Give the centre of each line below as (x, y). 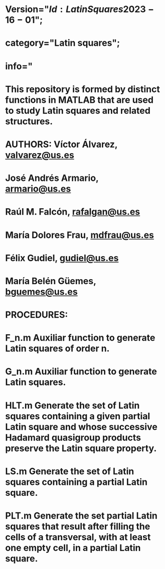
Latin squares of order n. (57, 349)
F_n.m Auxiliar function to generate (80, 338)
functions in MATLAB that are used (79, 100)
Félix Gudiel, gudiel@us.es (62, 258)
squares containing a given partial (78, 416)
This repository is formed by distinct (83, 89)
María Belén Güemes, (51, 281)
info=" (19, 66)
